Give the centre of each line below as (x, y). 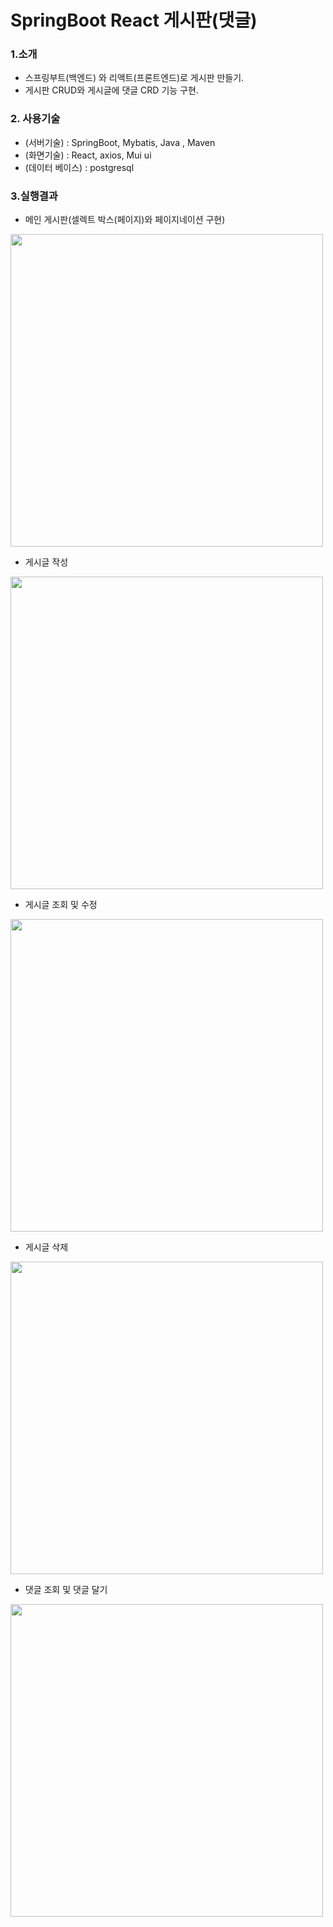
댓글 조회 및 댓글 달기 (66, 1590)
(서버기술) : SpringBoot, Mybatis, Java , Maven (120, 142)
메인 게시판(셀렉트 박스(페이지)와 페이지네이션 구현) (125, 220)
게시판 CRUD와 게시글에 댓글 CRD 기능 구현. (111, 90)
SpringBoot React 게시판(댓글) (134, 20)
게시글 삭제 (46, 1247)
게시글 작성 (46, 562)
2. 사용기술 (35, 119)
